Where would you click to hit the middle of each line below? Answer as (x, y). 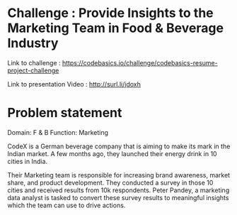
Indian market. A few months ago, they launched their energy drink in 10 (112, 153)
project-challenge (33, 70)
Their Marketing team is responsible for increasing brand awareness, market (119, 175)
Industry (33, 43)
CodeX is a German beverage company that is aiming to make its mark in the (119, 146)
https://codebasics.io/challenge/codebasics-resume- (140, 62)
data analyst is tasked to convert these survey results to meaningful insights (118, 197)
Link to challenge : (34, 62)
